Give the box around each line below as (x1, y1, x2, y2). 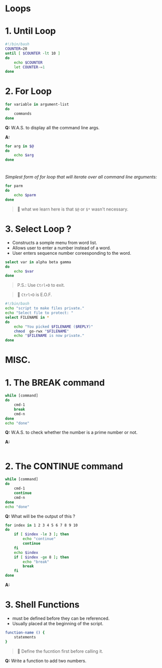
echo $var (14, 269, 34, 273)
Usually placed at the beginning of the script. (12, 620, 104, 626)
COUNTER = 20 (5, 46, 27, 51)
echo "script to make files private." (5, 306, 84, 311)
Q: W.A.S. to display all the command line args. (5, 124, 100, 130)
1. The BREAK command (5, 377, 105, 388)
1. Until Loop (5, 26, 56, 37)
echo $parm (14, 193, 36, 198)
